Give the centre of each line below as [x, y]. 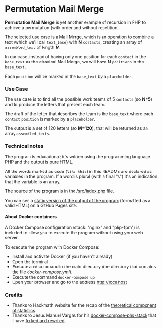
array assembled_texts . [28, 134]
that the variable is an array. [33, 181]
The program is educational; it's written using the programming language [78, 156]
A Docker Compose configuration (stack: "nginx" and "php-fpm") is [73, 227]
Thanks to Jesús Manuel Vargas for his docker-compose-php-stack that [84, 315]
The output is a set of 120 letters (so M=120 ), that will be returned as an [77, 128]
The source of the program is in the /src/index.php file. [60, 191]
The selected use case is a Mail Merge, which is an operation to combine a [79, 37]
